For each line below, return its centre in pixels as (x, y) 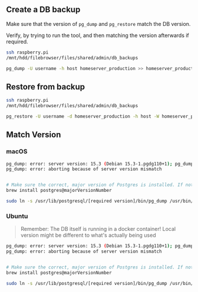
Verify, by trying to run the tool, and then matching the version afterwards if (98, 35)
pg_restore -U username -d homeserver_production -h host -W (83, 117)
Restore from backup (46, 87)
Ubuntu (17, 216)
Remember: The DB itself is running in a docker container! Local (98, 229)
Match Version (34, 135)
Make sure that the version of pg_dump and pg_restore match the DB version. (98, 24)
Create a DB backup (43, 10)
